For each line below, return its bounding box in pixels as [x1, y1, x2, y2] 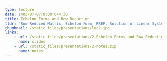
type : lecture [5, 7, 35, 12]
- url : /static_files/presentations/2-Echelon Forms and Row [14, 35, 143, 40]
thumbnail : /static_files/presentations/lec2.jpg [5, 26, 110, 30]
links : [5, 30, 19, 35]
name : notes [18, 48, 43, 53]
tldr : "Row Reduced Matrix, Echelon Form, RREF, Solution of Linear [5, 21, 150, 26]
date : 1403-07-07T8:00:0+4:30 [5, 12, 68, 17]
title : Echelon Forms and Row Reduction [5, 16, 90, 21]
